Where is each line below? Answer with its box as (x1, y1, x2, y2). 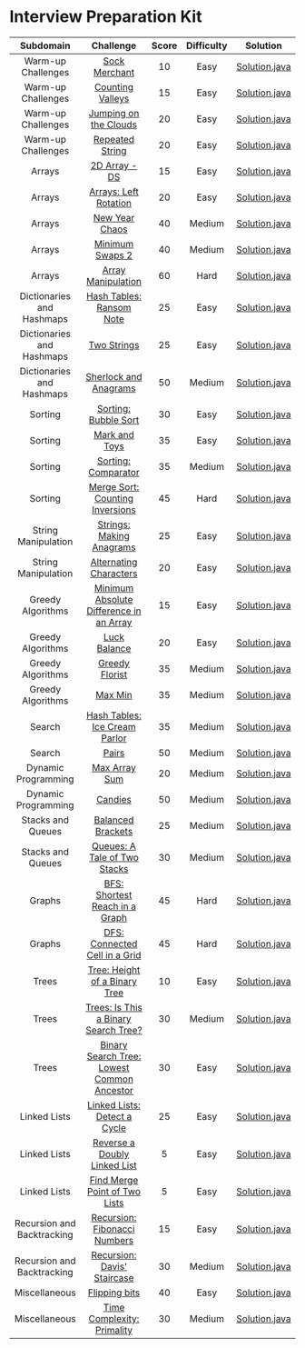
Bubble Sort (88, 414, 140, 426)
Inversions (92, 503, 136, 515)
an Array (95, 615, 133, 628)
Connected (90, 937, 138, 950)
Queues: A (92, 839, 136, 852)
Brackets (94, 824, 133, 837)
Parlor (101, 732, 127, 744)
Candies (96, 793, 132, 805)
